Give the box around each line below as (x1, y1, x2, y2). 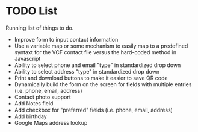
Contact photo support (14, 93, 72, 101)
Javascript (14, 55, 41, 62)
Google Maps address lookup (14, 119, 88, 126)
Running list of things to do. (5, 24, 74, 31)
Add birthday (14, 113, 47, 120)
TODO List (5, 4, 58, 18)
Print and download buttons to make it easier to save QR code (14, 74, 168, 81)
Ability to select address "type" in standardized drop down (14, 68, 160, 75)
